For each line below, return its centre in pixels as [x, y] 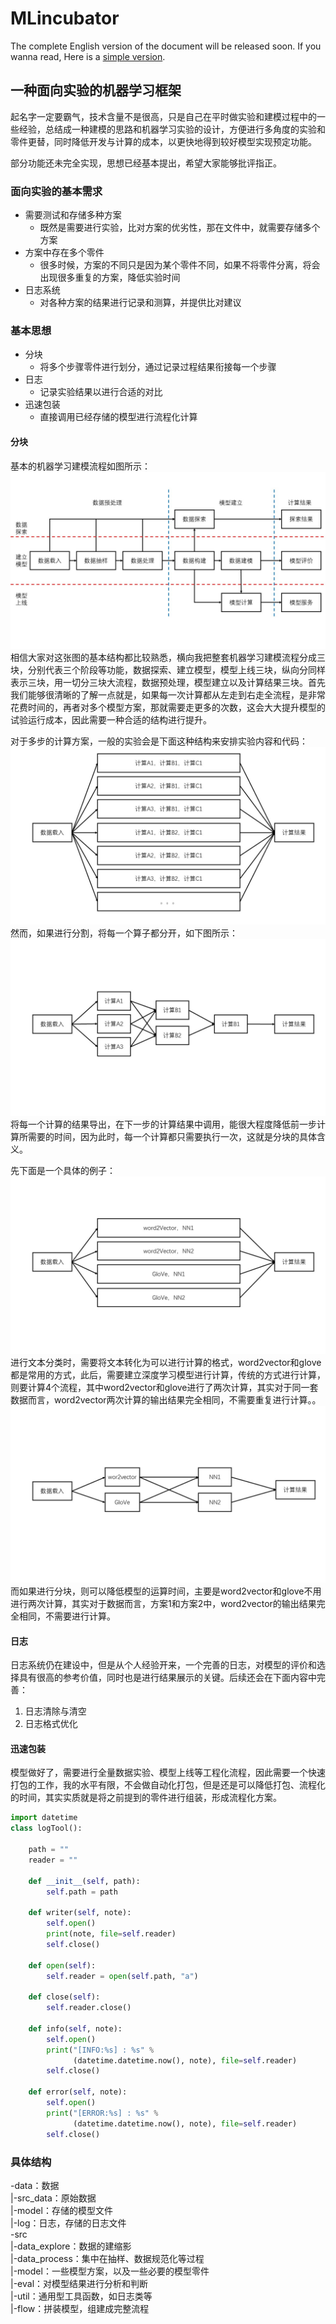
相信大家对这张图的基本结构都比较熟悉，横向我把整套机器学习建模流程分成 [163, 658]
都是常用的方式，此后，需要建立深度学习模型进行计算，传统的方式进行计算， [168, 1374]
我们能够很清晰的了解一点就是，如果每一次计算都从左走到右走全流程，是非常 [168, 695]
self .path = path [82, 1892]
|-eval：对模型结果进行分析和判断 [79, 2283]
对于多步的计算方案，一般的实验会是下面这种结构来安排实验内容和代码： [159, 741]
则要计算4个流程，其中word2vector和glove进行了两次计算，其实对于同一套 [164, 1387]
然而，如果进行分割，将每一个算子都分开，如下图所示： [124, 933]
